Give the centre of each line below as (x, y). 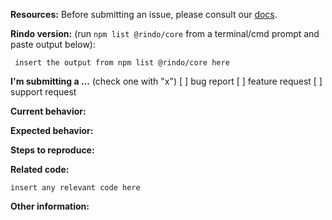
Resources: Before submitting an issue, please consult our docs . (144, 14)
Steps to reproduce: (52, 150)
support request (43, 92)
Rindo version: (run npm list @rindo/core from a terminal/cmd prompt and (165, 33)
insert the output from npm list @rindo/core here (122, 63)
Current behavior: (48, 111)
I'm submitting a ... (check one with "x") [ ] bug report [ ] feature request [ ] (166, 81)
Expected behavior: (52, 130)
